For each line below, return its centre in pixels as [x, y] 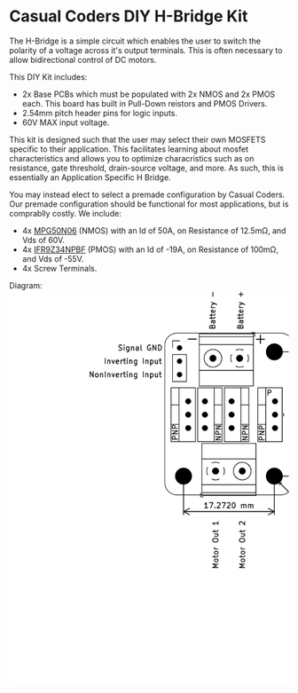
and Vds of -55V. [53, 258]
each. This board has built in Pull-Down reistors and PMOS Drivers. [145, 103]
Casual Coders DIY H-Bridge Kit [129, 16]
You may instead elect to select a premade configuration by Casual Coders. [147, 194]
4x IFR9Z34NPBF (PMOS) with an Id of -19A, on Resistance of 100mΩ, [150, 249]
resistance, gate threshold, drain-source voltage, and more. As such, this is [146, 168]
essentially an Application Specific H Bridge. [90, 177]
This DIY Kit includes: [48, 76]
